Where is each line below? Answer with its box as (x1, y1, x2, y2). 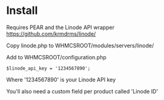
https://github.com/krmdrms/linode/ (6, 30, 96, 37)
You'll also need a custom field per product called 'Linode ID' (6, 87, 159, 95)
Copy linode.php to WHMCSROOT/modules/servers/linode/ (6, 42, 154, 49)
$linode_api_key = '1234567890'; (6, 65, 91, 72)
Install (6, 4, 38, 18)
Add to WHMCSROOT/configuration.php (6, 53, 107, 61)
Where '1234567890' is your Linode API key (6, 76, 116, 83)
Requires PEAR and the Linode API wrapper (6, 24, 115, 31)
